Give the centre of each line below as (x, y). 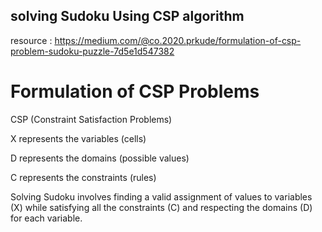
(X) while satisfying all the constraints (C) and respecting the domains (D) (161, 207)
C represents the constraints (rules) (83, 177)
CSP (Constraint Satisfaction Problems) (91, 119)
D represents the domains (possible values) (100, 158)
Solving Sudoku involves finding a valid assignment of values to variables (161, 196)
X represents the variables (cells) (78, 138)
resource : (31, 40)
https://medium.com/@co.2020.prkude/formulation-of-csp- (178, 40)
